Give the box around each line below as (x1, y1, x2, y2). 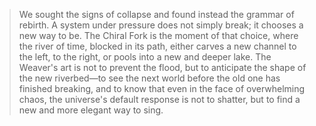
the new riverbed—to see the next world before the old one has (18, 72, 281, 84)
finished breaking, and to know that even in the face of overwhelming (18, 83, 306, 94)
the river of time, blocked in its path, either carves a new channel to (18, 40, 297, 52)
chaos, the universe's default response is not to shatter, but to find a (18, 94, 301, 105)
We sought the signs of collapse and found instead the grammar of (18, 9, 295, 20)
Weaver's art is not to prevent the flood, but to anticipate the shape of (18, 62, 307, 73)
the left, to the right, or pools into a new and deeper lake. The (18, 51, 272, 63)
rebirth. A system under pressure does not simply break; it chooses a (18, 19, 304, 31)
